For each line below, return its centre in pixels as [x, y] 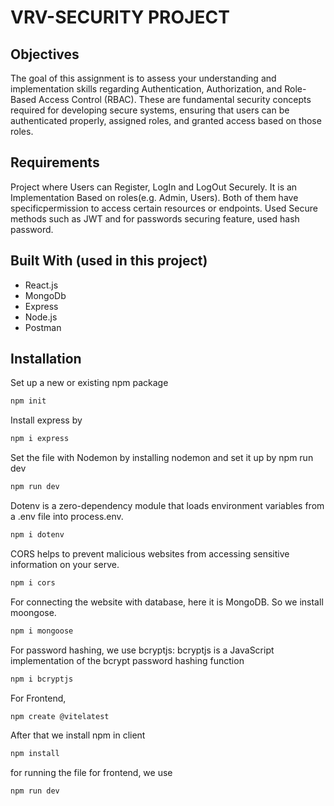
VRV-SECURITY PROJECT [120, 17]
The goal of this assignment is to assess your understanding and [143, 78]
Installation [46, 359]
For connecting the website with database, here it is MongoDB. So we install [167, 602]
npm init [28, 401]
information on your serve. [65, 564]
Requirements [55, 162]
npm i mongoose [42, 631]
